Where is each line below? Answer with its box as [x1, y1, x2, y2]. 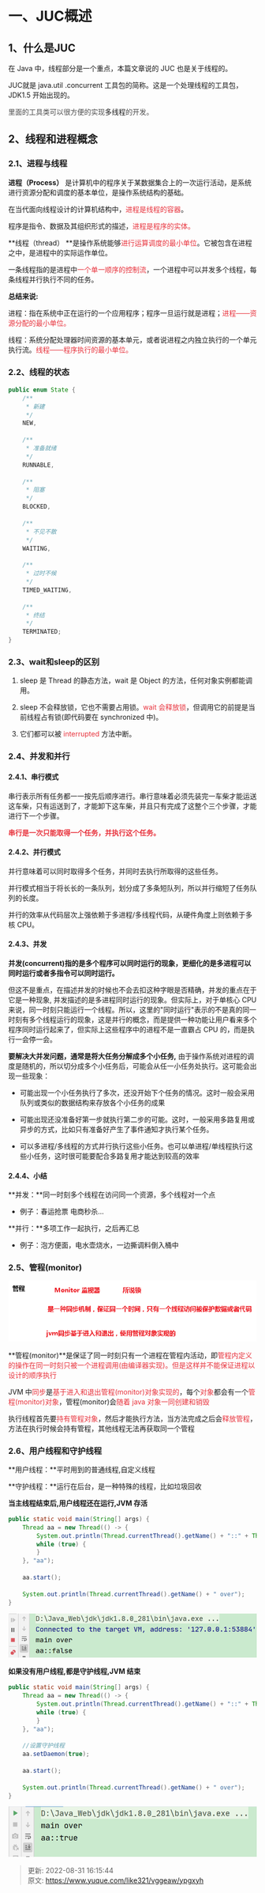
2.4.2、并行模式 [8, 847, 61, 857]
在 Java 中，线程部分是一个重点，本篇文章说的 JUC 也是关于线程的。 [8, 64, 233, 73]
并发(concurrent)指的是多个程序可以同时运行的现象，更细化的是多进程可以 [8, 958, 252, 967]
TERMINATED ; [22, 628, 62, 636]
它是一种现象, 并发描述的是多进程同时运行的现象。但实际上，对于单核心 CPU [8, 994, 257, 1005]
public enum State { [8, 385, 77, 394]
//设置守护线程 [22, 1742, 65, 1750]
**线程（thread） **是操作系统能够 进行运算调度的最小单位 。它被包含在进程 [8, 238, 252, 248]
